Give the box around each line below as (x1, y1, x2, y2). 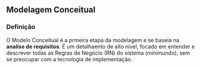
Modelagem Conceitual (6, 5, 96, 15)
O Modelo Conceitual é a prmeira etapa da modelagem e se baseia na (6, 36, 179, 44)
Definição (6, 23, 36, 31)
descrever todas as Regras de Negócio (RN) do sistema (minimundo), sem (6, 49, 191, 56)
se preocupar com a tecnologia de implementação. (6, 55, 133, 62)
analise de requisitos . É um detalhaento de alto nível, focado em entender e (6, 43, 195, 50)
